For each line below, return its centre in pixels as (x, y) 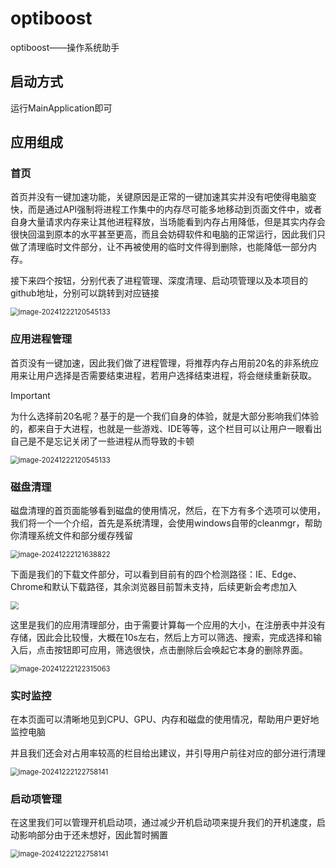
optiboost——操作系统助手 (65, 47)
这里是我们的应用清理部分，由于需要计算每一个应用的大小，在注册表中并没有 (168, 624)
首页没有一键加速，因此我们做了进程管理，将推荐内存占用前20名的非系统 (160, 363)
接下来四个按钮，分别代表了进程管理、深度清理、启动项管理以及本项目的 (159, 281)
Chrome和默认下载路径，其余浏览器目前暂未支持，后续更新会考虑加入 (154, 587)
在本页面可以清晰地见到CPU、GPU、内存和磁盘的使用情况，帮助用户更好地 (165, 719)
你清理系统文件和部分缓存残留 (71, 536)
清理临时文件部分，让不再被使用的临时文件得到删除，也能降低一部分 (167, 247)
